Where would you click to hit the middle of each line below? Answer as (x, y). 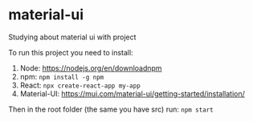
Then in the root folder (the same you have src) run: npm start (111, 109)
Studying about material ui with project (72, 37)
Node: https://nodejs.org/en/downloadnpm (91, 68)
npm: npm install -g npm (62, 76)
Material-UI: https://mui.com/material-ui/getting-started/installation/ (132, 93)
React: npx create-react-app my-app (80, 85)
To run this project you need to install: (71, 52)
